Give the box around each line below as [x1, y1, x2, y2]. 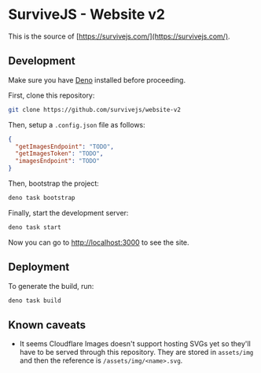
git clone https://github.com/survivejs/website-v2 [8, 105, 181, 113]
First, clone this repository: [8, 90, 95, 100]
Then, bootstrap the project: [8, 179, 100, 188]
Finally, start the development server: [8, 208, 129, 217]
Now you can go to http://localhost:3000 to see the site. [8, 238, 190, 247]
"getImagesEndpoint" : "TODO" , [15, 142, 114, 150]
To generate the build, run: [8, 281, 94, 290]
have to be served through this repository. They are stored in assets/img [19, 348, 254, 357]
